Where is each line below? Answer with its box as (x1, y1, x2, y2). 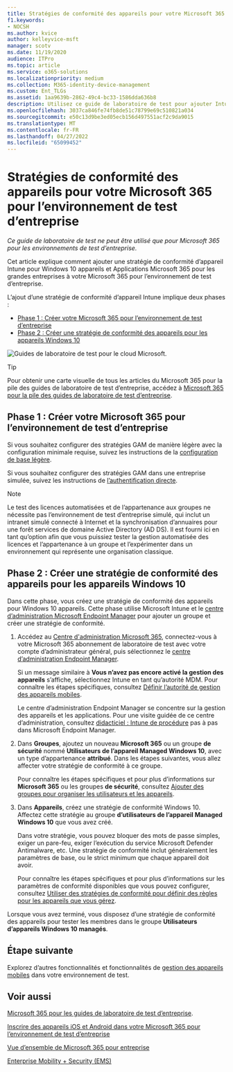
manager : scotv (7, 42, 51, 49)
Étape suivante (7, 945, 74, 957)
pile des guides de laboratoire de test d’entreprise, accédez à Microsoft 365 (7, 384, 224, 393)
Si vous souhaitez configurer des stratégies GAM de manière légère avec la (7, 440, 223, 449)
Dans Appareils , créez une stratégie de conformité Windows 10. (17, 803, 201, 811)
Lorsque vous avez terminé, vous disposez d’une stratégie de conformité (7, 909, 216, 918)
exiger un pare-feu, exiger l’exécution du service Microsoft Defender (17, 839, 214, 847)
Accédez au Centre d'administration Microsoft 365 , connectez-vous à (17, 632, 217, 641)
